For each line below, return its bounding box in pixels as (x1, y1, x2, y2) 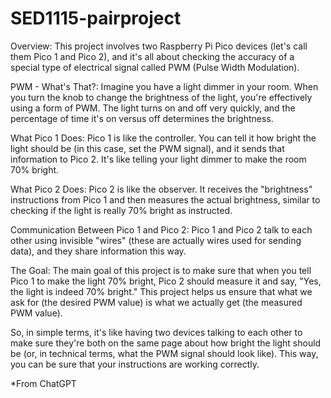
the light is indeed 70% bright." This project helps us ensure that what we (10, 285, 313, 297)
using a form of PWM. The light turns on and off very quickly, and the (10, 102, 296, 114)
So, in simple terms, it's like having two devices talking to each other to (10, 326, 303, 338)
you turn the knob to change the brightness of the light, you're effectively (10, 91, 313, 103)
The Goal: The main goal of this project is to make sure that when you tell (10, 264, 312, 276)
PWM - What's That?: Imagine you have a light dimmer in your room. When (10, 80, 319, 92)
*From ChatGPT (10, 377, 77, 389)
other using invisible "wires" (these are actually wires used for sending (10, 234, 302, 246)
